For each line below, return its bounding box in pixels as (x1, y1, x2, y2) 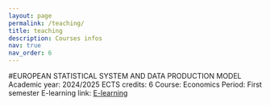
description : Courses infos (8, 34, 103, 43)
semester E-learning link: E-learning (8, 88, 128, 97)
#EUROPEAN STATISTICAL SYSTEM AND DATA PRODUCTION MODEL (8, 71, 242, 80)
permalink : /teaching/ (8, 19, 85, 27)
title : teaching (8, 26, 63, 35)
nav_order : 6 (8, 49, 52, 57)
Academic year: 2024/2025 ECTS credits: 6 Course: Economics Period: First (8, 79, 262, 89)
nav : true (8, 42, 42, 50)
